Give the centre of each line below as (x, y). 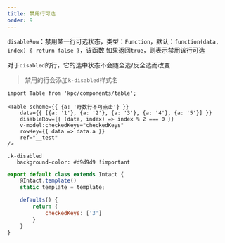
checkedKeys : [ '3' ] (73, 213)
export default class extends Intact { (66, 174)
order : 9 (20, 20)
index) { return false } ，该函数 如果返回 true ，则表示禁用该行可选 (106, 50)
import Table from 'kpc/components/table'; (72, 93)
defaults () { (39, 200)
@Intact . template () (49, 181)
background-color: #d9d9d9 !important (73, 162)
